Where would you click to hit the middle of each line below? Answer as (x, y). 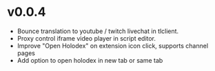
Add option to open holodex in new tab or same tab (90, 60)
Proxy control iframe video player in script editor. (86, 38)
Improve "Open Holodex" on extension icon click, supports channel (113, 45)
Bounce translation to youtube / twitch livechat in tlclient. (98, 31)
